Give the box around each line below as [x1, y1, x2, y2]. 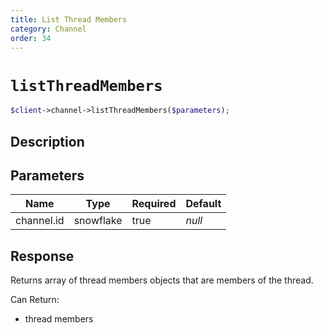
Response [10, 247, 75, 265]
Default [185, 197, 222, 211]
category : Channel [10, 24, 87, 34]
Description [10, 133, 85, 150]
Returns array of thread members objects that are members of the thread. [10, 274, 314, 286]
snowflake [73, 214, 123, 228]
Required [131, 197, 177, 211]
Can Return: [10, 294, 60, 306]
